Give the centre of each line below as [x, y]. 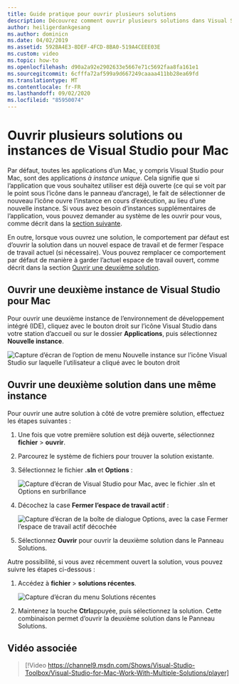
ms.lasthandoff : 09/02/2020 [49, 93]
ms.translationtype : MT [43, 80]
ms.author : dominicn [38, 34]
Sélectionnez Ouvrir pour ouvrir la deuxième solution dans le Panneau [121, 540]
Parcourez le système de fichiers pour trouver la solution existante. [116, 456]
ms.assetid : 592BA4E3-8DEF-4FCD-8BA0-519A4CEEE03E [84, 47]
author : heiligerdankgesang [49, 27]
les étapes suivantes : [39, 421]
